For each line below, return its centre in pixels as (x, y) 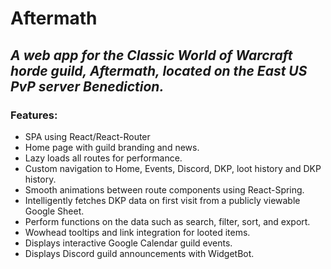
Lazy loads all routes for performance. (103, 158)
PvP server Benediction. (87, 86)
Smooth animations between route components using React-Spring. (164, 189)
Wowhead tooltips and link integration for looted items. (137, 232)
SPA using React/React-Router (87, 136)
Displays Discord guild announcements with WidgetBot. (139, 253)
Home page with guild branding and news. (112, 147)
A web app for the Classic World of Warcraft (151, 55)
